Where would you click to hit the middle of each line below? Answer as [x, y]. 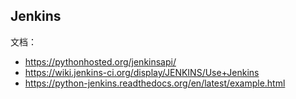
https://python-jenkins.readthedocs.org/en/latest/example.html [155, 83]
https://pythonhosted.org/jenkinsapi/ [100, 61]
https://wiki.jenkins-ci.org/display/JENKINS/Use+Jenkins [142, 72]
